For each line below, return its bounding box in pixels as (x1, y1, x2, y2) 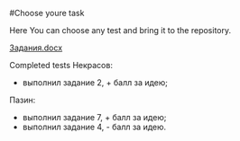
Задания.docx (9, 42, 63, 53)
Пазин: (9, 94, 36, 105)
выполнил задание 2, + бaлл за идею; (22, 77, 169, 88)
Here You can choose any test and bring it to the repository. (9, 25, 232, 35)
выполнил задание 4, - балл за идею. (22, 121, 167, 132)
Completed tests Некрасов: (9, 60, 113, 70)
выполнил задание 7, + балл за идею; (22, 112, 167, 122)
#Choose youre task (9, 8, 85, 18)
